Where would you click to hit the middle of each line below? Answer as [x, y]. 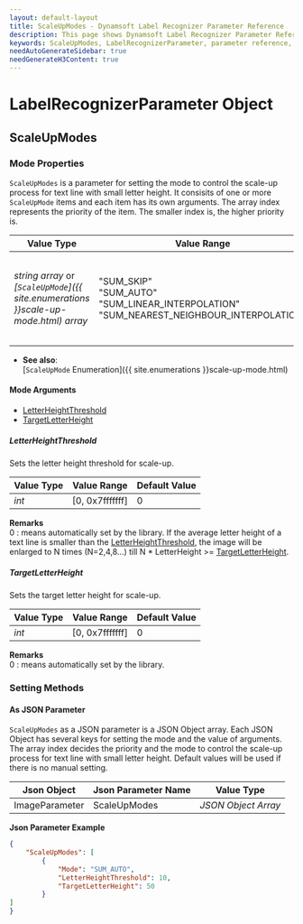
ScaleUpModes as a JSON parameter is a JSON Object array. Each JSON [141, 730]
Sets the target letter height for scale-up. [85, 596]
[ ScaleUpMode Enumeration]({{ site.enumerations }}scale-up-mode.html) [155, 369]
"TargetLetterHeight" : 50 [106, 886]
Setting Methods [46, 688]
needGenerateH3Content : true [64, 60]
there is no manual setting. [59, 768]
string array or [44, 275]
